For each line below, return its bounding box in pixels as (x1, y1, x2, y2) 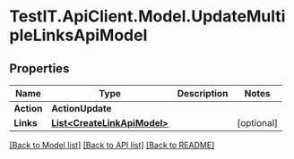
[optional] (237, 117, 279, 129)
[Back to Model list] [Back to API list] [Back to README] (9, 140, 215, 150)
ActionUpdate (50, 103, 112, 114)
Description (177, 88, 229, 99)
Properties (9, 61, 70, 76)
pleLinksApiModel (9, 25, 148, 46)
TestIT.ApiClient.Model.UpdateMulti (9, 6, 286, 27)
